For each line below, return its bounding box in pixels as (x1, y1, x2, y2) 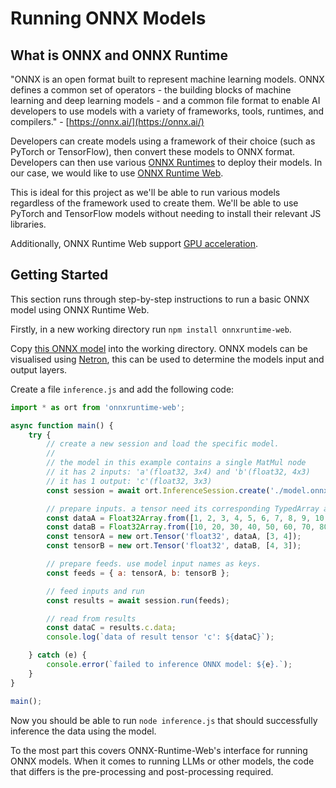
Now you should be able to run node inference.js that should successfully (10, 714, 318, 726)
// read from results (46, 613, 137, 624)
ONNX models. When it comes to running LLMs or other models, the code (10, 755, 315, 767)
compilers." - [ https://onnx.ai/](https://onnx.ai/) (10, 116, 205, 127)
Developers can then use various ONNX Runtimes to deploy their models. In (10, 157, 323, 168)
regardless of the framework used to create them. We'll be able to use (10, 197, 299, 209)
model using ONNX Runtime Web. (10, 303, 150, 316)
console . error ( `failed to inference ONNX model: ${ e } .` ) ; (46, 660, 293, 670)
